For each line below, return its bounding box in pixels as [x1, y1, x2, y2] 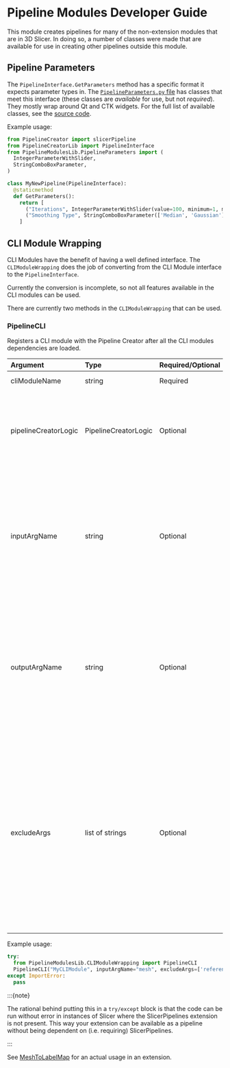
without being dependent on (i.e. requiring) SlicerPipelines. [7, 1026, 173, 1034]
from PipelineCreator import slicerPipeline [7, 136, 136, 143]
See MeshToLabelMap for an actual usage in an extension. [7, 1053, 172, 1061]
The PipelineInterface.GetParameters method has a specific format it [7, 80, 205, 88]
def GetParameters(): [13, 193, 75, 200]
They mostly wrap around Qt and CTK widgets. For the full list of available [7, 102, 216, 110]
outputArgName [10, 663, 62, 672]
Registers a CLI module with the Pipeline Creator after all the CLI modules [7, 337, 214, 345]
